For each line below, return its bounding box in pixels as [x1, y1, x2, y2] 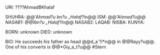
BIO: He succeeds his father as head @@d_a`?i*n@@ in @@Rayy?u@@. [5, 38, 155, 44]
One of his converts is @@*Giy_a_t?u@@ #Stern [5, 44, 107, 49]
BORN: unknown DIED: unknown [5, 29, 72, 34]
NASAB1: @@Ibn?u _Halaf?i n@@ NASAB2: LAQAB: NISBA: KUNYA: [5, 19, 145, 25]
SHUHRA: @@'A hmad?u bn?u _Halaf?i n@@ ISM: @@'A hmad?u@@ [5, 14, 146, 19]
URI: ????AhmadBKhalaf [5, 4, 55, 10]
